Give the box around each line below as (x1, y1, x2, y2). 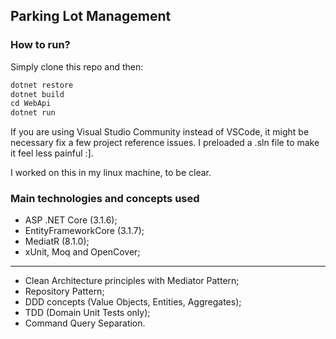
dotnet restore (10, 80, 74, 90)
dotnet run (10, 108, 56, 118)
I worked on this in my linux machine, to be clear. (10, 167, 212, 179)
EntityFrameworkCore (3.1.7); (24, 225, 145, 237)
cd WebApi (10, 99, 52, 109)
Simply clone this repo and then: (10, 60, 144, 73)
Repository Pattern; (24, 285, 105, 298)
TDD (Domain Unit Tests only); (24, 307, 151, 319)
